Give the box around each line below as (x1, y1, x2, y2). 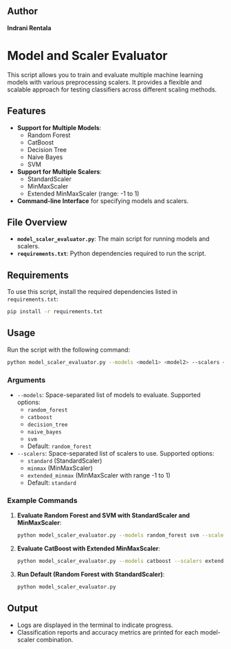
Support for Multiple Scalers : (16, 167, 102, 175)
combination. (36, 635, 74, 643)
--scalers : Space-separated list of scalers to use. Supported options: (16, 449, 214, 458)
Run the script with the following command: (7, 345, 131, 354)
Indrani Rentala (7, 23, 52, 32)
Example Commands (7, 496, 78, 505)
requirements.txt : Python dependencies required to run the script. (16, 249, 206, 257)
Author (7, 6, 38, 17)
